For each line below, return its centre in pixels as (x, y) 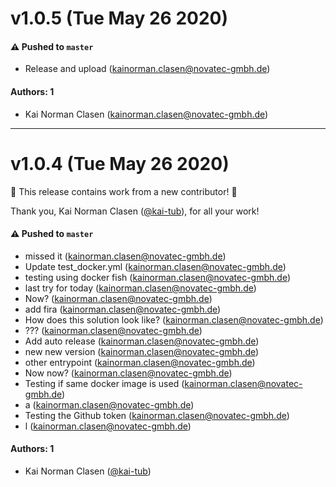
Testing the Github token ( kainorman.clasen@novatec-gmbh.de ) (157, 415)
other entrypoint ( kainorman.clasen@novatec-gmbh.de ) (140, 362)
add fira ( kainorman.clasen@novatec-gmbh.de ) (123, 309)
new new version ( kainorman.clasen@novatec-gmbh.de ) (142, 351)
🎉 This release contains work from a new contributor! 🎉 (124, 191)
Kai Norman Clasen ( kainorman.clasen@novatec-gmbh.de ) (146, 114)
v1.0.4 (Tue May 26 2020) (120, 163)
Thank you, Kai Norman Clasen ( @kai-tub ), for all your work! (135, 211)
